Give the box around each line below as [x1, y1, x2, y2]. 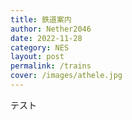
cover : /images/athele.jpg [10, 71, 123, 81]
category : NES [10, 42, 70, 53]
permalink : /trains [10, 61, 92, 71]
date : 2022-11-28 [10, 33, 83, 43]
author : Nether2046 [10, 24, 92, 34]
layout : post [10, 52, 65, 62]
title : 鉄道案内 [10, 14, 72, 25]
